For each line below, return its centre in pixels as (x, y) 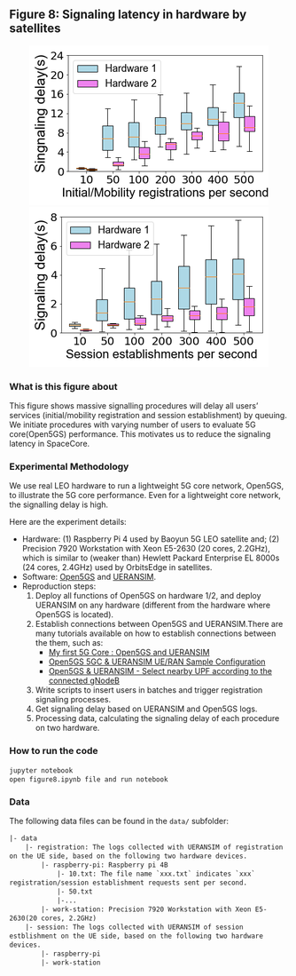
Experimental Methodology (69, 467)
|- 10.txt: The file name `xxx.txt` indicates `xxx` (156, 874)
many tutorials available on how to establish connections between (156, 633)
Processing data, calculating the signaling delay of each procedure (157, 718)
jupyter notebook (41, 770)
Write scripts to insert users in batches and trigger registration (149, 690)
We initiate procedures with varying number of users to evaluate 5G (132, 425)
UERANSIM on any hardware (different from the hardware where (153, 605)
